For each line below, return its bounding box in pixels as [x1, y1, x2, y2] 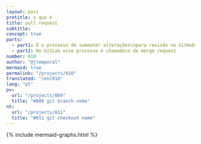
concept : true [6, 31, 42, 37]
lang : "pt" [6, 82, 34, 88]
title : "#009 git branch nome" [11, 98, 90, 104]
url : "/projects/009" [11, 92, 66, 98]
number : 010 [6, 53, 36, 59]
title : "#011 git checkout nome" [11, 115, 96, 121]
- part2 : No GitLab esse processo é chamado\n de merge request [11, 48, 176, 54]
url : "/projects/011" [11, 109, 66, 115]
